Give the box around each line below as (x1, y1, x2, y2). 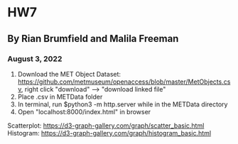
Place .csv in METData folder (17, 92, 103, 101)
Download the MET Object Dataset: (17, 70, 121, 78)
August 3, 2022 (7, 54, 63, 64)
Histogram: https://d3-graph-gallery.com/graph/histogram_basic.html (7, 128, 212, 137)
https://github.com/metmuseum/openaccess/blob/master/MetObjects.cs (17, 77, 231, 86)
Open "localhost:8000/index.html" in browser (17, 107, 151, 116)
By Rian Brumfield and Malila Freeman (7, 33, 179, 45)
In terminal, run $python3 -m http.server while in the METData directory (17, 100, 228, 109)
